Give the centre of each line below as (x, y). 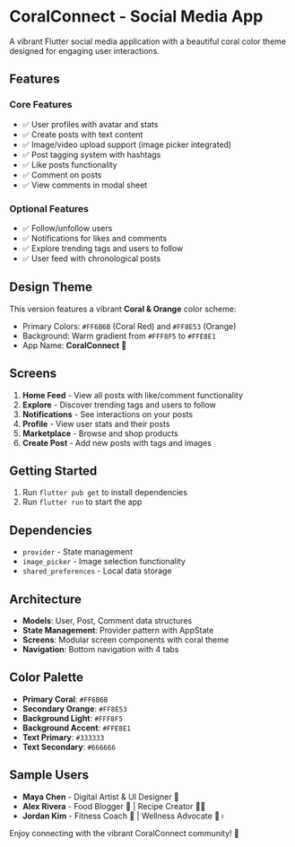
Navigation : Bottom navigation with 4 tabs (100, 649)
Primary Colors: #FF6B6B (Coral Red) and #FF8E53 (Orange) (129, 326)
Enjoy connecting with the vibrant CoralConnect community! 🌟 (124, 833)
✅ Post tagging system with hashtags (91, 154)
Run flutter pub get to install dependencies (105, 493)
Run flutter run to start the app (82, 502)
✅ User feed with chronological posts (91, 258)
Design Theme (51, 288)
